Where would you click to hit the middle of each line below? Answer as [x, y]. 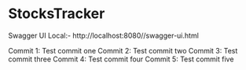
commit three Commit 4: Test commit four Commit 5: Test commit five [121, 59]
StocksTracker [57, 14]
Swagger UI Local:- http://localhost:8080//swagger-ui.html [103, 35]
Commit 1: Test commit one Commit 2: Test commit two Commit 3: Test [123, 50]
